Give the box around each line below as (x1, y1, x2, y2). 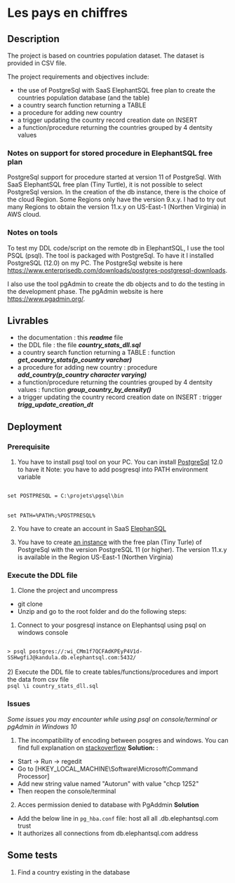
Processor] (17, 771, 50, 780)
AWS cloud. (7, 210, 41, 219)
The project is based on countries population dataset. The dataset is (7, 51, 205, 60)
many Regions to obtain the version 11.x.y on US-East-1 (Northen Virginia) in (7, 203, 227, 211)
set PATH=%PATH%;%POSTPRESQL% (7, 512, 96, 520)
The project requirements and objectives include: (7, 72, 149, 81)
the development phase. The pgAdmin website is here (7, 287, 163, 295)
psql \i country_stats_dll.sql (7, 682, 99, 690)
